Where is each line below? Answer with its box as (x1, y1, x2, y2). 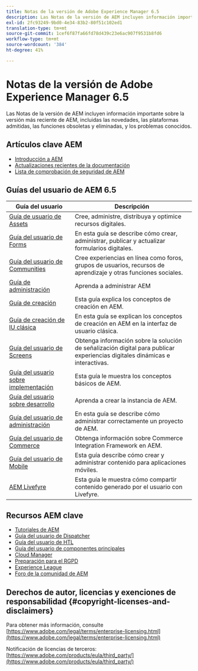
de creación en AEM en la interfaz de (74, 320, 177, 328)
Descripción (114, 202, 150, 210)
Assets (9, 220, 28, 228)
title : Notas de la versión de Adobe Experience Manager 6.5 (6, 8, 160, 15)
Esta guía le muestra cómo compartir (74, 475, 177, 484)
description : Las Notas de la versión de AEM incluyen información (6, 14, 176, 20)
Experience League (14, 564, 62, 571)
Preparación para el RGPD (14, 557, 78, 565)
